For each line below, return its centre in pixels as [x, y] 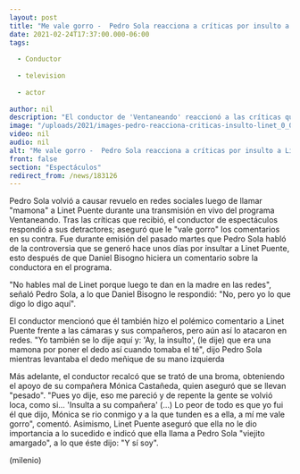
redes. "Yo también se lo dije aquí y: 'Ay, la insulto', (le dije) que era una [140, 340]
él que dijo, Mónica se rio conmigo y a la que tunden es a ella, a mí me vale [147, 415]
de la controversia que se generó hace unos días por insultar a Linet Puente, [150, 249]
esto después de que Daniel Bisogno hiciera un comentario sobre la [134, 258]
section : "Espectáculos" [55, 167]
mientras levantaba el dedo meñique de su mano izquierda [117, 360]
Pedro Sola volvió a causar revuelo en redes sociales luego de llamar [136, 201]
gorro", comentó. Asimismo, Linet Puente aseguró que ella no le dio [133, 424]
